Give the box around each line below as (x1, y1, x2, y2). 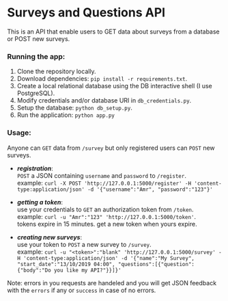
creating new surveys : (16, 233, 83, 241)
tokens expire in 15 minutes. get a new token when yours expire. (16, 220, 197, 228)
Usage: (7, 128, 32, 138)
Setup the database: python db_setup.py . (16, 104, 133, 112)
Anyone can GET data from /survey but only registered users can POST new (7, 144, 215, 152)
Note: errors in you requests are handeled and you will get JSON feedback (7, 278, 217, 287)
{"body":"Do (16, 267, 51, 274)
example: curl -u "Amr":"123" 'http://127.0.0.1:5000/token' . (16, 212, 197, 220)
